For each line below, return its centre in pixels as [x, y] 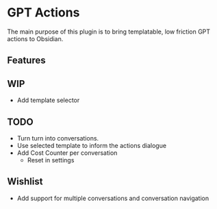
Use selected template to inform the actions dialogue [91, 145]
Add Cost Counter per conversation [67, 153]
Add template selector [48, 100]
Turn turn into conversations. [58, 138]
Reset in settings [51, 160]
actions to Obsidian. [35, 38]
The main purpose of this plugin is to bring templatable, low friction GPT [109, 32]
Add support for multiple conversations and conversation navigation [113, 198]
